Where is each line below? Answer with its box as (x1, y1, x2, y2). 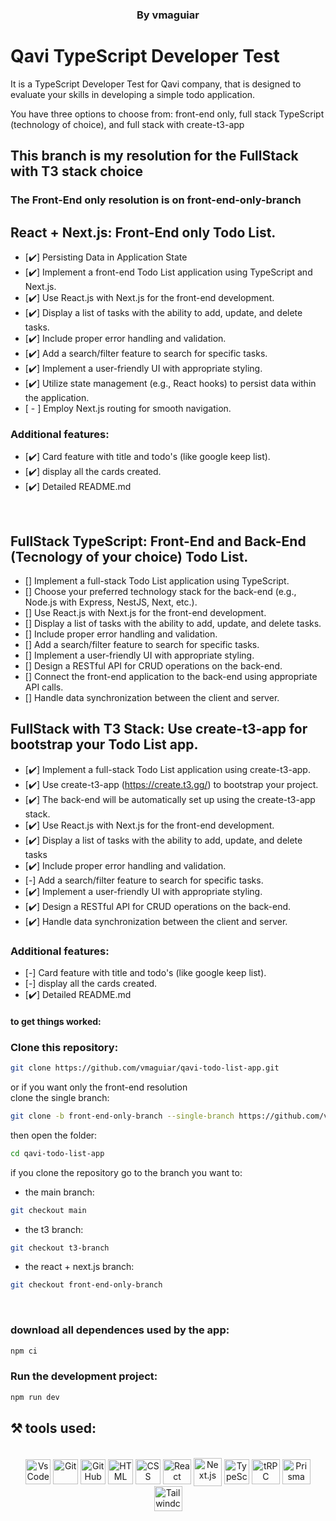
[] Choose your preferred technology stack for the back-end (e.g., (24, 586, 297, 598)
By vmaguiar (136, 8, 200, 22)
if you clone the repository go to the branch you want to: (10, 1166, 243, 1178)
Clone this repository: (10, 1040, 119, 1054)
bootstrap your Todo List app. (10, 736, 199, 753)
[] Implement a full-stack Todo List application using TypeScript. (24, 575, 290, 587)
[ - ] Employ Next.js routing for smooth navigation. (24, 402, 232, 414)
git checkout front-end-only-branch (10, 1280, 163, 1290)
